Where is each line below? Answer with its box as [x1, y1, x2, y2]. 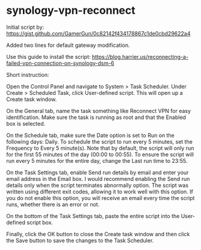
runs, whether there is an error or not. [6, 201, 100, 208]
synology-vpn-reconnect [6, 4, 135, 17]
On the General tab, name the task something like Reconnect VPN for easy [6, 107, 191, 114]
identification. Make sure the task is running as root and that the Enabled [6, 114, 187, 121]
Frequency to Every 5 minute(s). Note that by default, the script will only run [6, 144, 194, 151]
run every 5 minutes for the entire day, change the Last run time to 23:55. [6, 157, 188, 164]
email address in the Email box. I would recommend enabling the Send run [6, 175, 190, 182]
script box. [26, 219, 53, 226]
